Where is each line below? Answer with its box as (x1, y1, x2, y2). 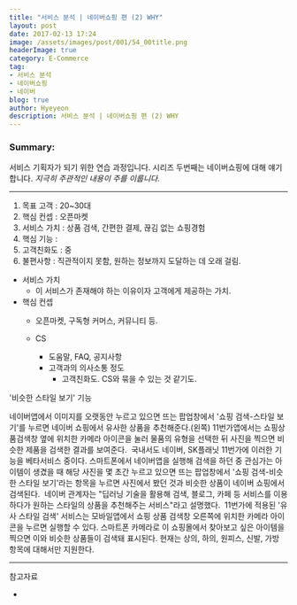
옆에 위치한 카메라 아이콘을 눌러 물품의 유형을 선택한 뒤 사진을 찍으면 (39, 433, 276, 444)
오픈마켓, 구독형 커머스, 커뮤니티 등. (34, 315, 158, 326)
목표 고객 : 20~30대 (21, 200, 91, 211)
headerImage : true (9, 46, 77, 55)
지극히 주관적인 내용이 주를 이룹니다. (34, 174, 161, 184)
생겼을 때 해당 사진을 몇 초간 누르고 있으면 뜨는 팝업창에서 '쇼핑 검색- (32, 467, 270, 477)
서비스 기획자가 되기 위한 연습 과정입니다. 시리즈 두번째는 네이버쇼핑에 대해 (9, 162, 267, 173)
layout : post (9, 21, 57, 30)
